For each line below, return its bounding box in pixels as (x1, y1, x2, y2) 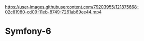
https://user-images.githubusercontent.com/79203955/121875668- (5, 4, 139, 10)
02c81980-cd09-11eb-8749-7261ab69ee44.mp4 (5, 9, 102, 15)
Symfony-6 (5, 26, 52, 37)
